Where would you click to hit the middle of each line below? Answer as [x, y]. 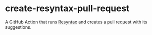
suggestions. [18, 27]
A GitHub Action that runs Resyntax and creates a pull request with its [76, 22]
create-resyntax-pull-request [67, 9]
